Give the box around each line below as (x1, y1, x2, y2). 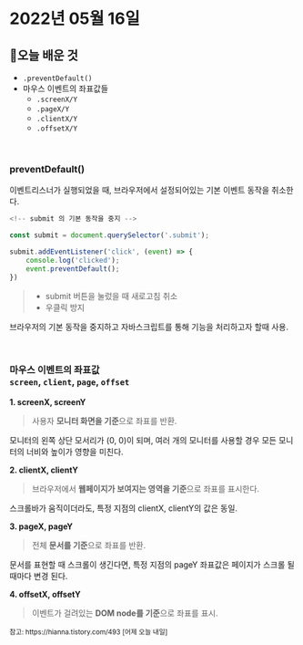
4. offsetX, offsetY (9, 588, 81, 599)
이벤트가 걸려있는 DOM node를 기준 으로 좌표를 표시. (31, 608, 218, 619)
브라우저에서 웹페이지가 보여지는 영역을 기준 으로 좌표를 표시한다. (31, 483, 260, 494)
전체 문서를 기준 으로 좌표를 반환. (31, 539, 146, 550)
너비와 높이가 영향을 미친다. (25, 446, 125, 457)
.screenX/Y (35, 95, 78, 104)
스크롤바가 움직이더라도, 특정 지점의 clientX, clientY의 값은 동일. (9, 503, 238, 514)
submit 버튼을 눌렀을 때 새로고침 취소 (45, 290, 178, 301)
